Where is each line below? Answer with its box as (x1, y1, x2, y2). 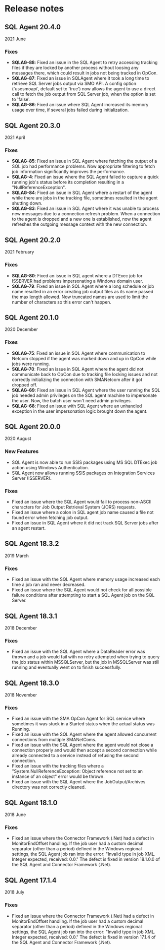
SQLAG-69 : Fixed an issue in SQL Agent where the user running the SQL (11, 387, 161, 393)
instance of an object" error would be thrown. (11, 773, 105, 779)
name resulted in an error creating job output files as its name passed (11, 288, 154, 294)
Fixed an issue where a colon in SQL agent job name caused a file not (11, 509, 154, 515)
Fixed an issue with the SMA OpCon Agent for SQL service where (11, 715, 145, 722)
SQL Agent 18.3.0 (4, 679, 60, 687)
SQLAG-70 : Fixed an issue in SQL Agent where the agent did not (11, 366, 144, 372)
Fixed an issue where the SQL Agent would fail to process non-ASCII (11, 499, 152, 505)
